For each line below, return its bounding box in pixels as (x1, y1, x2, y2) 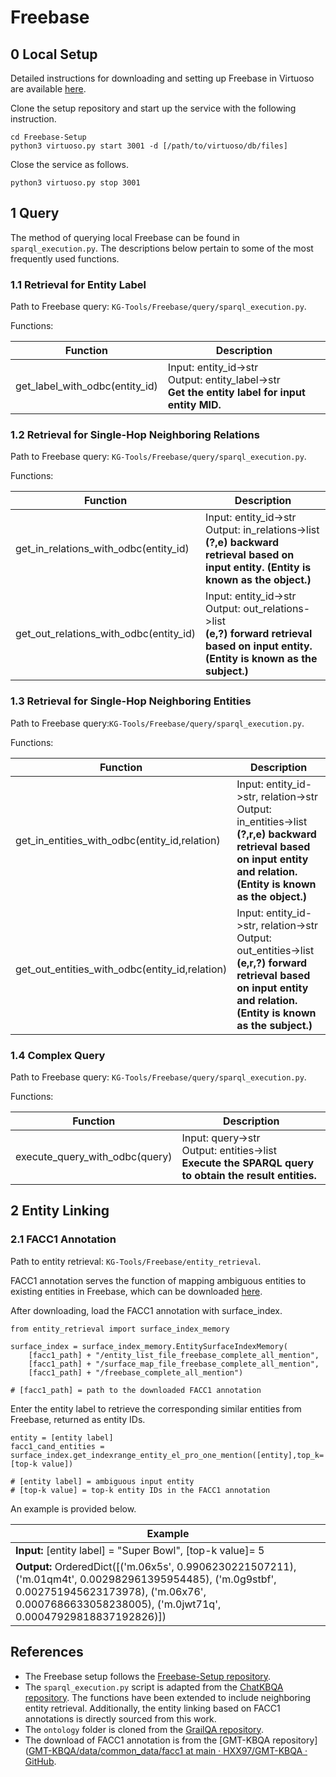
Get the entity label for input (167, 386, 306, 400)
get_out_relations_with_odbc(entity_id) (15, 627, 197, 641)
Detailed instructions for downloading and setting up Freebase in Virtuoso (10, 72, 315, 84)
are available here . (10, 83, 87, 95)
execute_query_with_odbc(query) (15, 1150, 173, 1163)
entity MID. (167, 398, 222, 412)
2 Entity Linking (10, 1202, 110, 1220)
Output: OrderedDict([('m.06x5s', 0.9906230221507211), (15, 1559, 297, 1573)
